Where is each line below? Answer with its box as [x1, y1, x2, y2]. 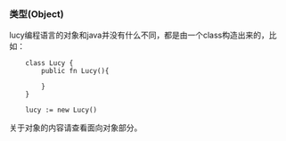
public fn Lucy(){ [41, 67, 110, 76]
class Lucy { [25, 59, 74, 68]
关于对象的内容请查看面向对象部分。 [9, 122, 143, 133]
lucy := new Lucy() [25, 105, 98, 115]
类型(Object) [9, 7, 64, 20]
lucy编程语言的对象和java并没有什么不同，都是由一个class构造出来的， [9, 29, 269, 41]
